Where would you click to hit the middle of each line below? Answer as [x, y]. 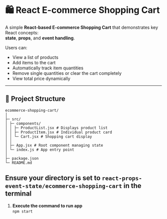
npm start [23, 211]
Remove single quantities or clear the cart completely [67, 73]
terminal [18, 194]
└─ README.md [19, 163]
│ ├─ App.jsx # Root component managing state [54, 145]
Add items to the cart [34, 62]
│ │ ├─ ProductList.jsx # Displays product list [56, 128]
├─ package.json [22, 158]
